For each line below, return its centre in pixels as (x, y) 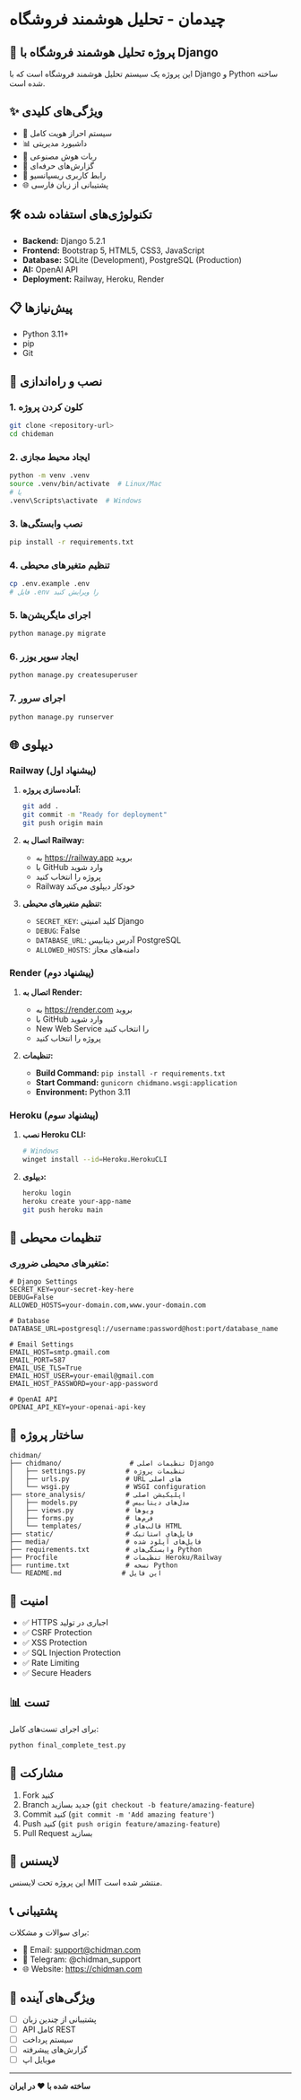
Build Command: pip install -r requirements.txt (130, 1073)
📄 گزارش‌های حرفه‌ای (58, 165)
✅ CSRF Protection (57, 1632)
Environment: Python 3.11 (83, 1092)
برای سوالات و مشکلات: (49, 1932)
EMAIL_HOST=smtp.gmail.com (60, 1353)
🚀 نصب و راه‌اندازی (56, 381)
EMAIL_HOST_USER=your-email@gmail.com (82, 1376)
